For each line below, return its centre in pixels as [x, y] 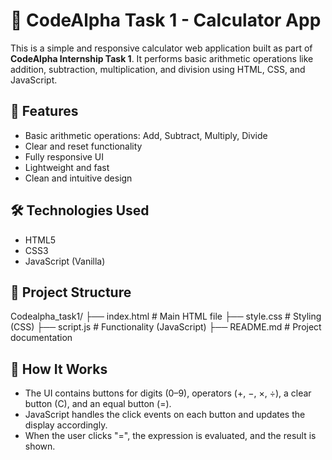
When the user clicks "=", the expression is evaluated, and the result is [170, 436]
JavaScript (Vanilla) [65, 261]
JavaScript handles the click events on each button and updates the [165, 415]
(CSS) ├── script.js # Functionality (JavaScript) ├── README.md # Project [166, 327]
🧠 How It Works [59, 369]
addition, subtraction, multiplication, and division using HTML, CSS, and [158, 69]
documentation [41, 338]
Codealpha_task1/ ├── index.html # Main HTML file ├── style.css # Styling [166, 316]
